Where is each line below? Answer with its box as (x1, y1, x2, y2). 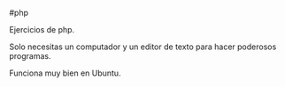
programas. (9, 51, 51, 61)
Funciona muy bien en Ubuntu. (9, 68, 121, 78)
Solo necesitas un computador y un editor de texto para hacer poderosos (9, 41, 277, 52)
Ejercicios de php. (9, 25, 75, 34)
